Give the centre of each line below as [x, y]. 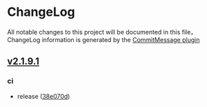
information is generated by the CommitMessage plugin [121, 39]
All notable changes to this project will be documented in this [94, 32]
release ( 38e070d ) [43, 96]
